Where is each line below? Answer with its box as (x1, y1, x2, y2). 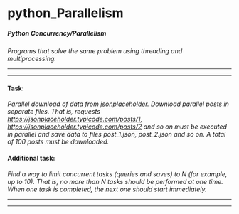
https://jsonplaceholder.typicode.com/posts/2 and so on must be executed (7, 122, 228, 131)
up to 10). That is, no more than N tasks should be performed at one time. (7, 177, 223, 186)
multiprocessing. (7, 55, 57, 63)
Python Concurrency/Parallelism (7, 28, 107, 37)
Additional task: (7, 154, 55, 162)
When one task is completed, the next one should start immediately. (7, 185, 208, 193)
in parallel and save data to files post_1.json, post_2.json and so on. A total (7, 130, 226, 139)
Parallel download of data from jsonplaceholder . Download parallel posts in (7, 100, 230, 108)
